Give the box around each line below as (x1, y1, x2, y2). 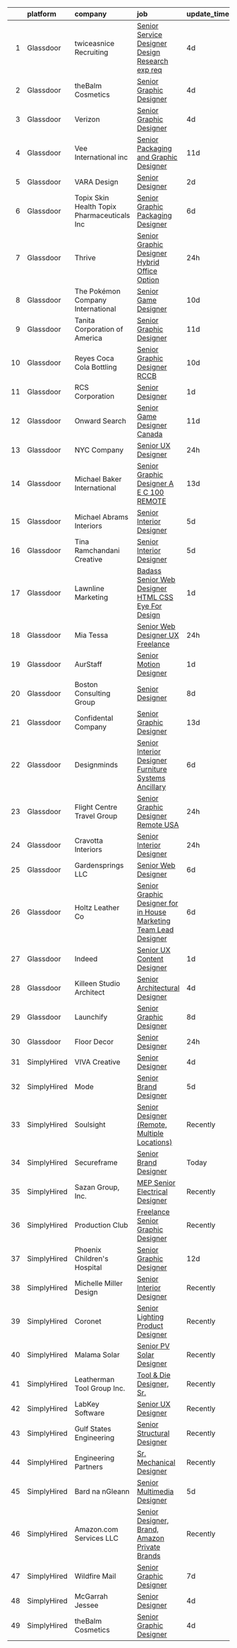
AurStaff (74, 660, 102, 669)
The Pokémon (74, 286, 121, 296)
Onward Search (74, 416, 127, 425)
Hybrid (136, 257, 160, 267)
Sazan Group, (74, 1182, 120, 1192)
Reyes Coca (74, 353, 114, 363)
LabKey (74, 1400, 100, 1409)
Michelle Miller (74, 1278, 123, 1288)
